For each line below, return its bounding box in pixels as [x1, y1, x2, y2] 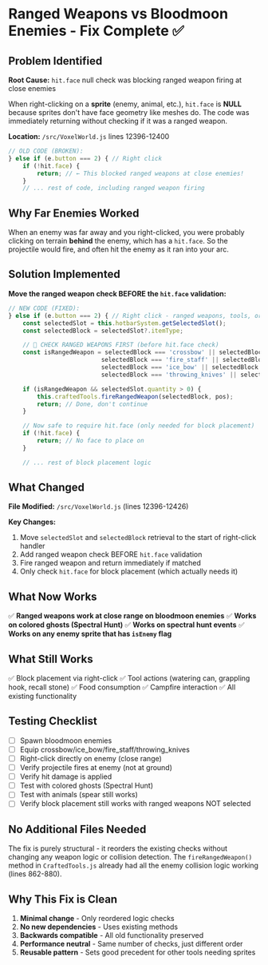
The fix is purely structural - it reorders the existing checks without [8, 844, 228, 853]
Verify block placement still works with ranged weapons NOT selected [19, 799, 251, 808]
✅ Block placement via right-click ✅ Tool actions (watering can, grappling [8, 673, 250, 683]
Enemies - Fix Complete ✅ [8, 22, 185, 40]
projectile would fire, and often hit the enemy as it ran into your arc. [8, 244, 229, 254]
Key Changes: [8, 517, 56, 527]
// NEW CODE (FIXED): [8, 304, 81, 312]
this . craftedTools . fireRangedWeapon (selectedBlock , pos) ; [37, 392, 234, 400]
